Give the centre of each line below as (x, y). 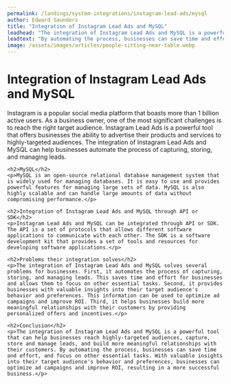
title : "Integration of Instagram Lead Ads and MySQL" (87, 26)
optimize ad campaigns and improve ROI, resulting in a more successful (113, 368)
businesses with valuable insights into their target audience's (102, 289)
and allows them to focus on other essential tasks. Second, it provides (115, 283)
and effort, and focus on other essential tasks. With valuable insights (115, 355)
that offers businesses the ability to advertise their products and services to (114, 135)
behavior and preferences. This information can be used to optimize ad (113, 295)
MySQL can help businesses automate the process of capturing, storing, (110, 149)
